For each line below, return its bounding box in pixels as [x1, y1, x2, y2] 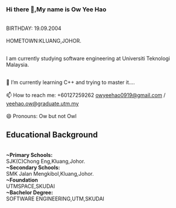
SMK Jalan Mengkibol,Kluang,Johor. [6, 170, 94, 177]
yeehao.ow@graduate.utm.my [6, 100, 79, 108]
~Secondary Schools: [6, 164, 60, 171]
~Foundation [6, 176, 38, 184]
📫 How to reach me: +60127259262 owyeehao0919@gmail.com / [6, 92, 166, 99]
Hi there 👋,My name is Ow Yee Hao [6, 5, 107, 14]
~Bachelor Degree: [6, 189, 53, 196]
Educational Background [6, 129, 98, 140]
